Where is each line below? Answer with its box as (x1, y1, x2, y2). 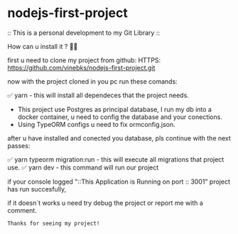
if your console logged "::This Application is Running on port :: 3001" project (7, 177, 231, 186)
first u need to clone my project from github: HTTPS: (7, 55, 161, 65)
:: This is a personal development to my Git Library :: (7, 28, 160, 37)
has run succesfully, (7, 184, 67, 193)
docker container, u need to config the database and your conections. (17, 112, 222, 121)
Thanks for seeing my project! (7, 220, 100, 227)
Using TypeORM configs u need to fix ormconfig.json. (17, 120, 175, 128)
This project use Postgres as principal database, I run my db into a (17, 105, 212, 113)
